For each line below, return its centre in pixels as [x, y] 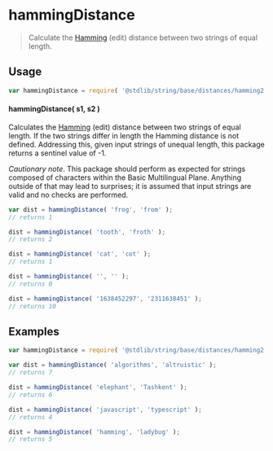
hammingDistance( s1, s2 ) [54, 109]
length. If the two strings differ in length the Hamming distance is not [124, 135]
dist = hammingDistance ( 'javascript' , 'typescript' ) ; [105, 409]
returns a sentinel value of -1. [57, 153]
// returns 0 [31, 284]
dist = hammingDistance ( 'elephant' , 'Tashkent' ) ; [98, 388]
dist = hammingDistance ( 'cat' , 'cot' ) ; [80, 254]
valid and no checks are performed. [68, 195]
